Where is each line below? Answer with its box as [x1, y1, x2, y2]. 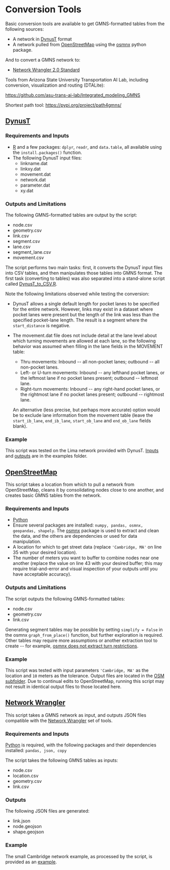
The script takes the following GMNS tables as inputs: [5, 757, 118, 763]
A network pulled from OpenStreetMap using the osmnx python [12, 41, 147, 47]
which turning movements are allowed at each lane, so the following [12, 337, 156, 344]
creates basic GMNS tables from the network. [5, 492, 102, 498]
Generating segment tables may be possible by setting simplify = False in [5, 626, 163, 633]
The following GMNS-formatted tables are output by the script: [5, 212, 137, 218]
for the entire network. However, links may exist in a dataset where [12, 306, 153, 312]
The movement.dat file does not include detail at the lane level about [12, 332, 157, 338]
